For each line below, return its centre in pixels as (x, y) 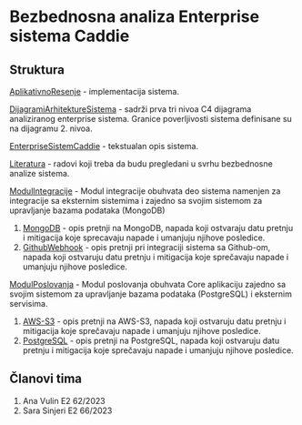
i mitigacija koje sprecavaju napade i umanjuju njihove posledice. (144, 238)
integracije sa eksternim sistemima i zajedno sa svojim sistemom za (136, 201)
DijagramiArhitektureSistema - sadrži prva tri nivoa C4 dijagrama (131, 109)
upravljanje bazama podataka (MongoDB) (87, 210)
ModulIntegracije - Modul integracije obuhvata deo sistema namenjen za (145, 191)
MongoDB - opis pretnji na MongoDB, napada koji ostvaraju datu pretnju (158, 228)
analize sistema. (40, 173)
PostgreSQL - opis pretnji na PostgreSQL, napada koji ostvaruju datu (151, 340)
